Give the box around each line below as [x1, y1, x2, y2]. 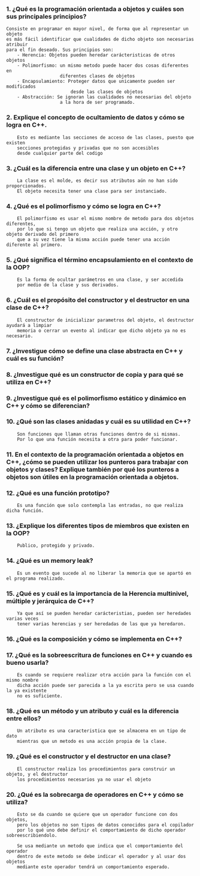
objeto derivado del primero [6, 232, 79, 238]
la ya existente [6, 688, 47, 694]
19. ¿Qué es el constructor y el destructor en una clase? [6, 752, 171, 761]
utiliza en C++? [6, 377, 51, 386]
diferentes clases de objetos [59, 73, 135, 79]
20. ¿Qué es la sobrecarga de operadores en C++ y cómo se [6, 790, 184, 799]
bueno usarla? [6, 658, 49, 667]
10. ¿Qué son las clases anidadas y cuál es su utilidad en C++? [6, 418, 191, 426]
